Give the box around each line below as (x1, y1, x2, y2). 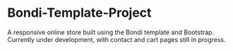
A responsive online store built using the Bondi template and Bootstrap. (7, 28, 214, 36)
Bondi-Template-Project (7, 5, 152, 21)
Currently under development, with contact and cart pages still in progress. (7, 35, 226, 43)
